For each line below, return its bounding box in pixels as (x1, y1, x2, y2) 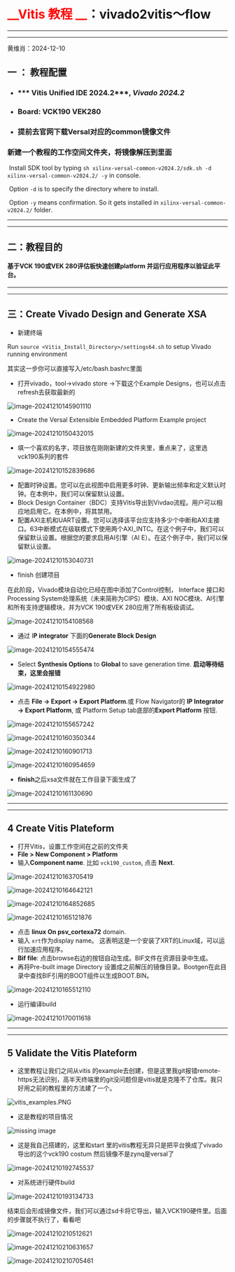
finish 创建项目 (17, 570, 60, 579)
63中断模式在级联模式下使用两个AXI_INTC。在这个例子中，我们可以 (29, 524, 225, 533)
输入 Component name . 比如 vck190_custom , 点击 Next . (17, 858, 175, 866)
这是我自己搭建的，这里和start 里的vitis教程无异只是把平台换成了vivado (17, 1141, 223, 1149)
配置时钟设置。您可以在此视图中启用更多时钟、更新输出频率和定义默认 (17, 481, 220, 489)
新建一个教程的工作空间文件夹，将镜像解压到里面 (7, 148, 173, 158)
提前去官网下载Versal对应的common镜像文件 (17, 127, 171, 137)
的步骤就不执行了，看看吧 (7, 1215, 81, 1224)
